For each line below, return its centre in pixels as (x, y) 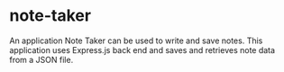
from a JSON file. (41, 59)
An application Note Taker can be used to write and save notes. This (136, 40)
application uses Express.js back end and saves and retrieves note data (142, 49)
